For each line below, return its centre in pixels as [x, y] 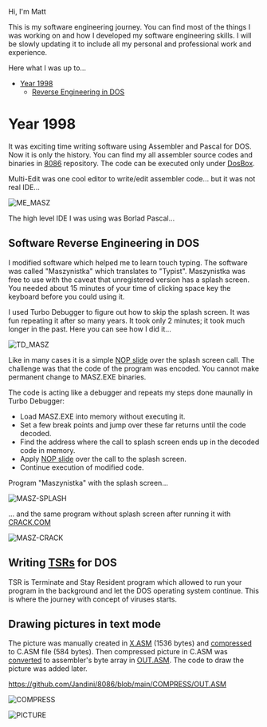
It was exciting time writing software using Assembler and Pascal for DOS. [130, 146]
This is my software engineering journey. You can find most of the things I [130, 27]
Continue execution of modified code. [82, 467]
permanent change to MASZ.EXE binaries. [77, 377]
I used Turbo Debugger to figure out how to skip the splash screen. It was [129, 312]
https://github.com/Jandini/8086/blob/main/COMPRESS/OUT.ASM [118, 684]
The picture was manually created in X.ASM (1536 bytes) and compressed [130, 643]
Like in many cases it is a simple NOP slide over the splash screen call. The [132, 360]
